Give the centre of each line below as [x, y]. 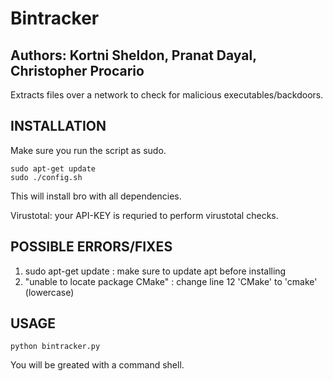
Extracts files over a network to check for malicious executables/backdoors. [167, 95]
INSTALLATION [58, 126]
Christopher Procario [77, 70]
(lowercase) [49, 292]
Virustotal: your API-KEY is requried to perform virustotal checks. [144, 215]
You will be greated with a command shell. [97, 365]
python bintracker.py [55, 347]
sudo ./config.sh [46, 177]
